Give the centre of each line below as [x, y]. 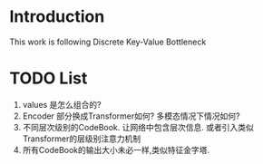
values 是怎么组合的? [62, 104]
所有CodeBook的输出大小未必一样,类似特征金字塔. [116, 150]
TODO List [49, 78]
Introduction [57, 17]
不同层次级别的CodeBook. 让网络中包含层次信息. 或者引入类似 [138, 127]
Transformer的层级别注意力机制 [82, 139]
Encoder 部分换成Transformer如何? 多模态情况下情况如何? [131, 116]
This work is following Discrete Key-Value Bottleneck [108, 42]
